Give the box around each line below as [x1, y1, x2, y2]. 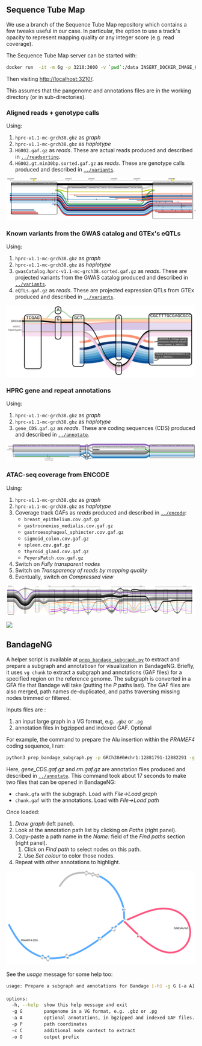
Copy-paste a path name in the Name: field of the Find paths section [14, 833, 185, 840]
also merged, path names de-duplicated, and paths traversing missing [6, 688, 180, 695]
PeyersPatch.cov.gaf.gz [23, 555, 84, 561]
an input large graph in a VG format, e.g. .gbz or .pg [14, 717, 143, 725]
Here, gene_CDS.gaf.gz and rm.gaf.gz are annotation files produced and [6, 765, 186, 772]
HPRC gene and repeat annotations [6, 386, 111, 394]
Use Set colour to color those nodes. [23, 852, 115, 859]
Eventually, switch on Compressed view [14, 573, 114, 580]
